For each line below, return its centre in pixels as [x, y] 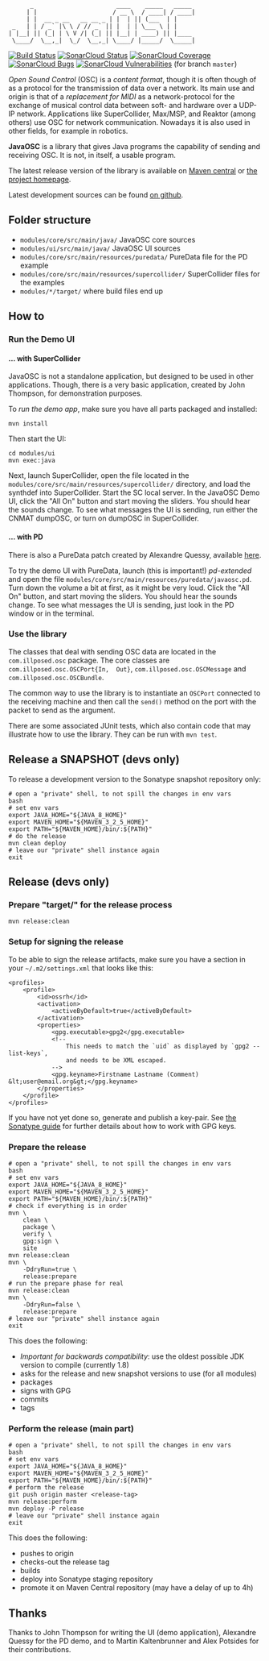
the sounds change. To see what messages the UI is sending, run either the [133, 510]
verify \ [37, 1234]
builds [30, 1571]
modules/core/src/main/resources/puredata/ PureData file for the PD [134, 256]
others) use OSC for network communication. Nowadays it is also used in [129, 122]
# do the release [37, 836]
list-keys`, [28, 1053]
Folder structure [50, 220]
